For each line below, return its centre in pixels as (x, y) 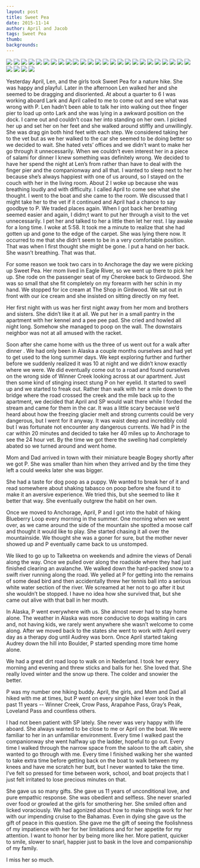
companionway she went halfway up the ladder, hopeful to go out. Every (95, 741)
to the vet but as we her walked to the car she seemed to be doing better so (99, 138)
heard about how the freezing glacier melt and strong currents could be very (100, 414)
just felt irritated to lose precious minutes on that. (66, 779)
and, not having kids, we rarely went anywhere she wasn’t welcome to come (100, 624)
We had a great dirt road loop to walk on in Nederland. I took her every (93, 661)
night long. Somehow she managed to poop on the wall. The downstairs (94, 327)
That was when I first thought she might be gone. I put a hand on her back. (98, 246)
